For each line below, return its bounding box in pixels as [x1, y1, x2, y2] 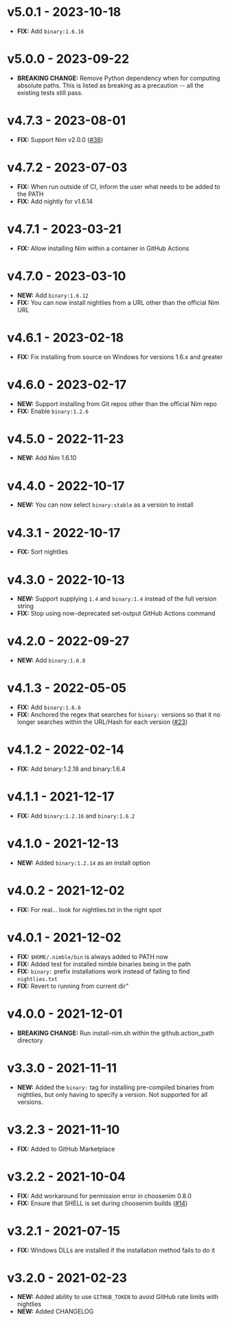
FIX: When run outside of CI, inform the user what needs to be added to [16, 182, 221, 190]
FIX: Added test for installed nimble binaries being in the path [16, 960, 191, 968]
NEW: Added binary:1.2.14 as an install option [16, 858, 151, 867]
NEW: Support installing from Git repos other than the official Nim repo [16, 399, 218, 407]
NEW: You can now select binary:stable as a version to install [16, 501, 194, 509]
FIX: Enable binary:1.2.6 [16, 407, 89, 415]
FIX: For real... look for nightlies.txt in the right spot [16, 905, 162, 914]
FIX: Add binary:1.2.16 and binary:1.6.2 [16, 811, 135, 820]
